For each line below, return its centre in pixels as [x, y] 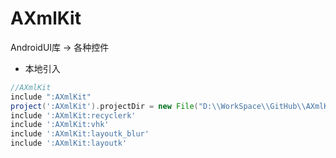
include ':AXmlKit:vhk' [60, 125]
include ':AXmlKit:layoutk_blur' [80, 134]
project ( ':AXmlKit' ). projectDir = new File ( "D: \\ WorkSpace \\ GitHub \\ [158, 106]
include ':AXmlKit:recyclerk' [73, 115]
